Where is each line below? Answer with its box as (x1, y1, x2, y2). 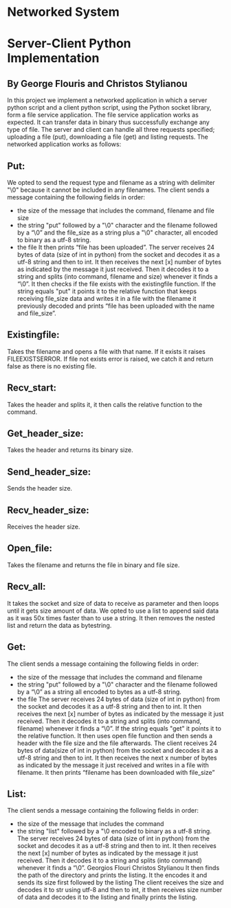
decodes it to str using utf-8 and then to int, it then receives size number (16, 886, 223, 894)
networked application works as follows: (7, 140, 122, 148)
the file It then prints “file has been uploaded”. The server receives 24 (16, 243, 215, 251)
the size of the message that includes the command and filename (16, 673, 203, 681)
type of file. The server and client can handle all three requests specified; (7, 126, 215, 134)
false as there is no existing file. (7, 362, 97, 370)
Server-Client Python (7, 36, 132, 52)
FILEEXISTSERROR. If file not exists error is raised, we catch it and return (7, 355, 214, 363)
